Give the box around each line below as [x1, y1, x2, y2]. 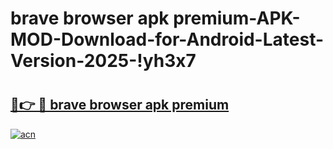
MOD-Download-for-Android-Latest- [10, 28, 325, 51]
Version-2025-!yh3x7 [10, 50, 197, 72]
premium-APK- [173, 7, 301, 30]
